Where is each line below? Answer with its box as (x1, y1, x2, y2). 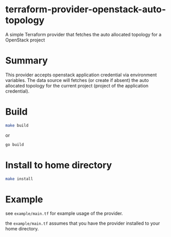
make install (5, 176, 33, 181)
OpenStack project (5, 37, 45, 43)
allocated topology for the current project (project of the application (5, 82, 149, 89)
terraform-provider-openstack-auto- (5, 4, 166, 15)
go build (5, 142, 24, 147)
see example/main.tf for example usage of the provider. (5, 210, 123, 217)
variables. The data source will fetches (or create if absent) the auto (5, 77, 149, 83)
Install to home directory (5, 159, 112, 171)
